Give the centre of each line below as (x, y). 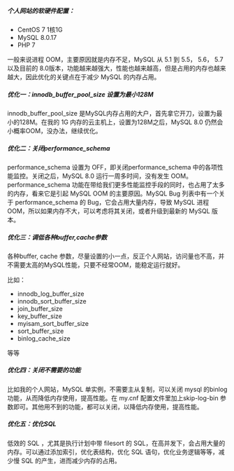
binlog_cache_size (44, 338)
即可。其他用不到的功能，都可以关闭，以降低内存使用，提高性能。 (108, 407)
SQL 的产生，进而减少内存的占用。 (71, 460)
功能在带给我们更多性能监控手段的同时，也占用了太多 (148, 184)
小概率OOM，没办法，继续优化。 (55, 130)
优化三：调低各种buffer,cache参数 (57, 237)
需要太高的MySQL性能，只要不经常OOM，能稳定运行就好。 (98, 265)
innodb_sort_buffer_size (52, 301)
